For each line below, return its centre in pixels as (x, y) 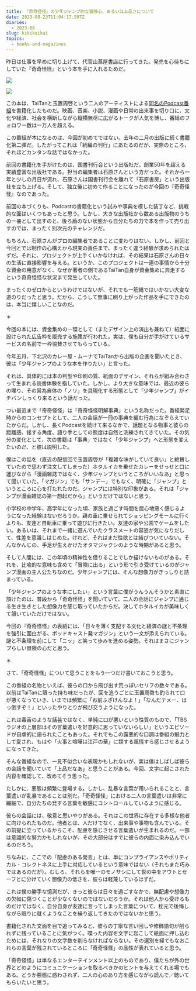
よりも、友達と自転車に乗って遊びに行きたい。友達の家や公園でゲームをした (98, 523)
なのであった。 (34, 194)
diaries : (17, 22)
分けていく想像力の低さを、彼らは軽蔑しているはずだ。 (92, 879)
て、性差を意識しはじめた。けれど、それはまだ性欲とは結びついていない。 (95, 537)
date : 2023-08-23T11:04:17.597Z (45, 17)
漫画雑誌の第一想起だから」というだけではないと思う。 (87, 495)
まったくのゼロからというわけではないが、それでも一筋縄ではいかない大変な (98, 290)
